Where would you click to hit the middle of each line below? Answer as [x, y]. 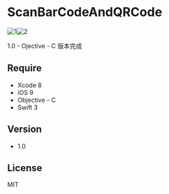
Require [24, 68]
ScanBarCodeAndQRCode [85, 12]
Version [24, 129]
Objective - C [36, 100]
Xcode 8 [29, 85]
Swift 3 [28, 107]
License [25, 168]
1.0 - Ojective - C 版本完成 [45, 45]
